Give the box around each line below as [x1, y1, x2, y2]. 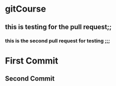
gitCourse [5, 3, 46, 15]
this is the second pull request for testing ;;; [5, 37, 110, 44]
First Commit [5, 55, 58, 66]
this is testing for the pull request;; [5, 23, 112, 31]
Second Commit [5, 74, 55, 83]
